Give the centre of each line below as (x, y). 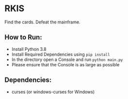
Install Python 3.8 (29, 49)
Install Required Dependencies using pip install (61, 54)
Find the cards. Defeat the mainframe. (42, 22)
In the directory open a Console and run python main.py (67, 59)
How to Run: (23, 37)
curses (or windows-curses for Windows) (53, 92)
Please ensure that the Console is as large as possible (65, 64)
